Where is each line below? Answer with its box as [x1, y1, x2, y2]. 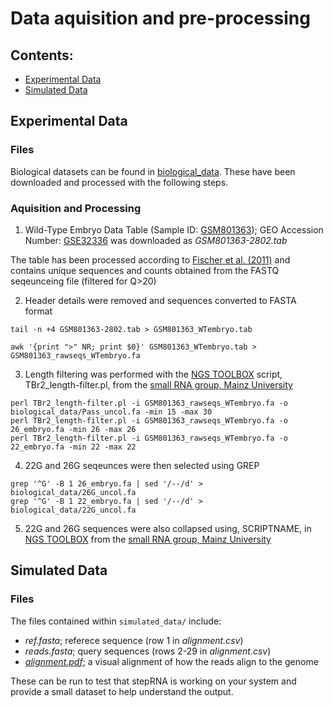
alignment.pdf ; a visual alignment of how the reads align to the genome [24, 655, 319, 667]
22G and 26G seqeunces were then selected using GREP [24, 459, 260, 471]
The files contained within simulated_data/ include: [10, 615, 222, 627]
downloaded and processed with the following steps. [10, 176, 229, 188]
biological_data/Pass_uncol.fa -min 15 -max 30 [10, 407, 213, 417]
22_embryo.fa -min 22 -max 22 [10, 442, 137, 452]
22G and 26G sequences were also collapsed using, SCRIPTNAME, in [24, 522, 312, 534]
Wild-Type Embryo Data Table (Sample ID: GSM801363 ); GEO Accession [24, 223, 324, 236]
